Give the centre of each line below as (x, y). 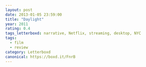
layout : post (19, 10)
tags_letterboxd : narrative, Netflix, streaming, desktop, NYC (73, 33)
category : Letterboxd (28, 52)
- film (17, 43)
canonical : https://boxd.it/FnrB (40, 57)
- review (19, 47)
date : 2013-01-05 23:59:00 (34, 15)
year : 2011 (17, 24)
